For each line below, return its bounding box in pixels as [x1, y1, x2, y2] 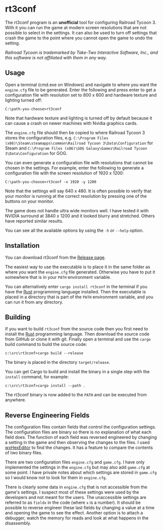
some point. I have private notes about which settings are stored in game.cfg [5, 470, 157, 476]
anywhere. [5, 397, 26, 403]
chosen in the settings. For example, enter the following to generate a [5, 165, 144, 171]
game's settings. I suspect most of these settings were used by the [5, 489, 139, 495]
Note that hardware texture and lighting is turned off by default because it [5, 115, 152, 121]
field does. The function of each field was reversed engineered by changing [5, 434, 157, 440]
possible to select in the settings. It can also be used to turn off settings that [5, 30, 157, 35]
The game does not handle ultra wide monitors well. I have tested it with [5, 207, 149, 213]
